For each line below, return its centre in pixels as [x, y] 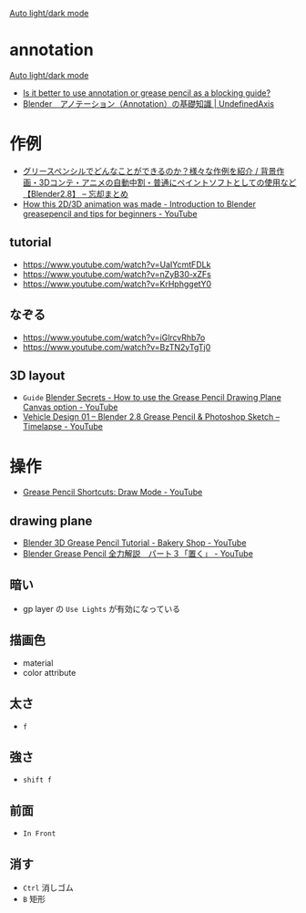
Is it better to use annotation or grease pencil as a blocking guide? [147, 93]
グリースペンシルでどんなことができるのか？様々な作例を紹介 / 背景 [149, 171]
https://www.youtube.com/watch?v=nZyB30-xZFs [117, 274]
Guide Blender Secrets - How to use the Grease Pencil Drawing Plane [152, 398]
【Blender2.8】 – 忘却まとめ [76, 193]
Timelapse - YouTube [62, 427]
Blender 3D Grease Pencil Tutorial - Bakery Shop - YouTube [134, 543]
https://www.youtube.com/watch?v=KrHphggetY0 [117, 284]
